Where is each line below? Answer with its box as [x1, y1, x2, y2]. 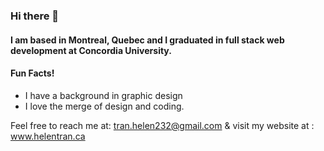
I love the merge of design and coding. [24, 100, 185, 112]
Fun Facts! [10, 67, 55, 79]
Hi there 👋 [10, 9, 60, 23]
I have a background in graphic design [24, 89, 183, 101]
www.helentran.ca [10, 130, 86, 142]
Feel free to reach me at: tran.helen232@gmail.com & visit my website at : [10, 119, 315, 131]
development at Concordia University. [10, 44, 172, 56]
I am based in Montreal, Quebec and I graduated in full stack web [10, 34, 285, 46]
